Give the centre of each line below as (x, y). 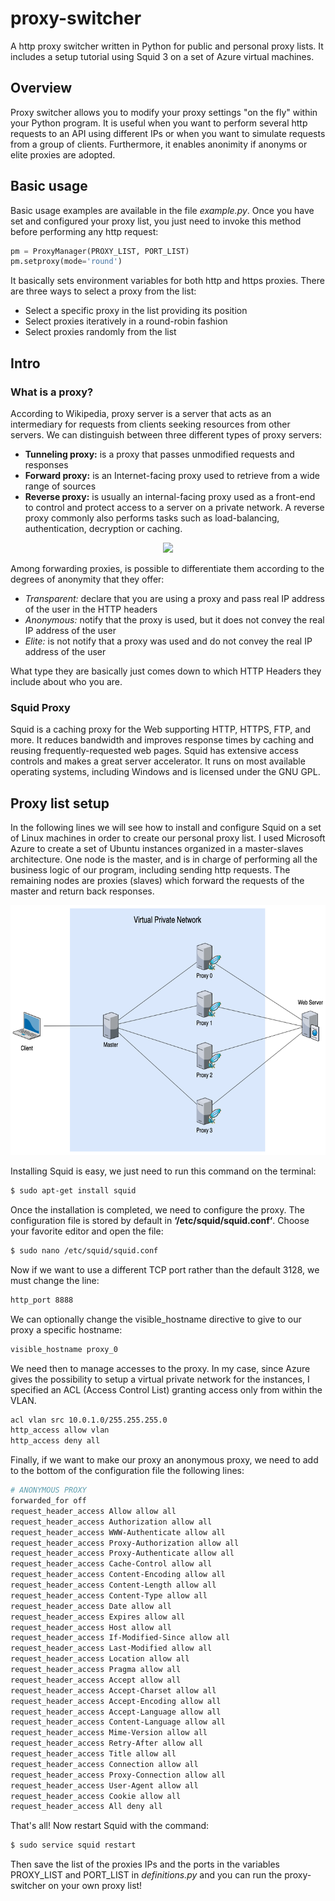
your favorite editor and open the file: (87, 1231)
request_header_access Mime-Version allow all (109, 1733)
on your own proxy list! (95, 1886)
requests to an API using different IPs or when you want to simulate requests (168, 133)
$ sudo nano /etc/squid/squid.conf (84, 1250)
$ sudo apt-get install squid (73, 1191)
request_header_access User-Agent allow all (104, 1785)
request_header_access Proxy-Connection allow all (118, 1775)
